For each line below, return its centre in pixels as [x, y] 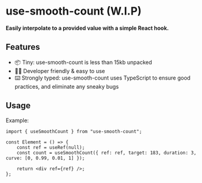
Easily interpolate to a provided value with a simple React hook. [87, 28]
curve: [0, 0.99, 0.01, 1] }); [45, 158]
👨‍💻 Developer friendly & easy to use [60, 71]
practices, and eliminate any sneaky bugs [67, 86]
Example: [17, 120]
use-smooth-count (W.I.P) [74, 11]
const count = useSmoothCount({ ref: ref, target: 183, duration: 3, [107, 153]
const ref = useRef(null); [51, 147]
